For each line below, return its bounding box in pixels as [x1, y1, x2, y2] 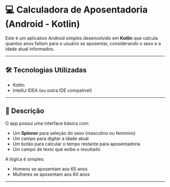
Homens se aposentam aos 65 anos [12, 166, 88, 172]
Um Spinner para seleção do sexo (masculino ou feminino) [12, 130, 136, 136]
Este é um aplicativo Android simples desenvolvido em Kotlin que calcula [5, 35, 158, 41]
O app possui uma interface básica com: [5, 120, 90, 126]
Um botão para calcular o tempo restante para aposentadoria [12, 140, 141, 147]
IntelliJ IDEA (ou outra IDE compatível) [12, 87, 92, 93]
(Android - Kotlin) [5, 18, 80, 30]
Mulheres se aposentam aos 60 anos [12, 171, 90, 177]
